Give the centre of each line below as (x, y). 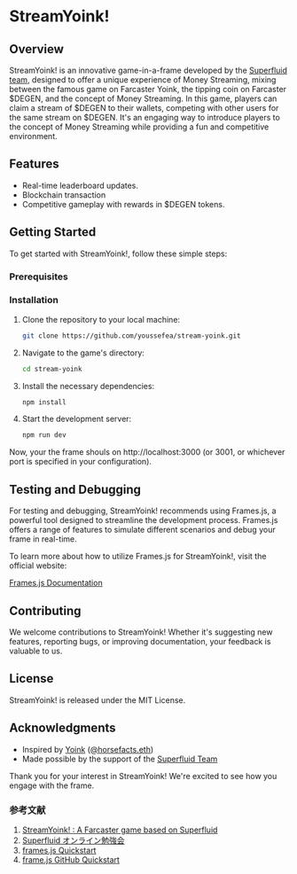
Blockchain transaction (64, 195)
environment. (33, 136)
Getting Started (53, 232)
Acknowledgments (63, 728)
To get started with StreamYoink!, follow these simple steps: (118, 254)
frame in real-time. (43, 539)
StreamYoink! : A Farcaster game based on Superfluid (120, 830)
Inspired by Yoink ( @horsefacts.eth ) (88, 749)
